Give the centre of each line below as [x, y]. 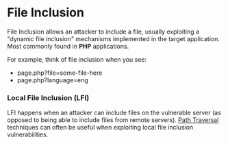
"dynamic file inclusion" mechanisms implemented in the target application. [114, 38]
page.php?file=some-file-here [60, 73]
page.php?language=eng [53, 80]
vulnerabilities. [28, 134]
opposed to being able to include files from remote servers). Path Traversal [113, 120]
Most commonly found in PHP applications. [68, 46]
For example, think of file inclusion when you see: [77, 59]
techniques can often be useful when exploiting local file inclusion [100, 128]
